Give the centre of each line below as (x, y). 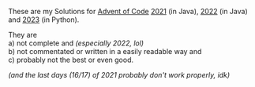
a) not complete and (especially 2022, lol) (76, 43)
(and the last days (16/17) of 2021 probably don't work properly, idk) (119, 75)
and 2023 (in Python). (44, 20)
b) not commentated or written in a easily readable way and (105, 51)
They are (23, 35)
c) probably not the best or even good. (71, 60)
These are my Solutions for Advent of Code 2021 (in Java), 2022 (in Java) (128, 11)
